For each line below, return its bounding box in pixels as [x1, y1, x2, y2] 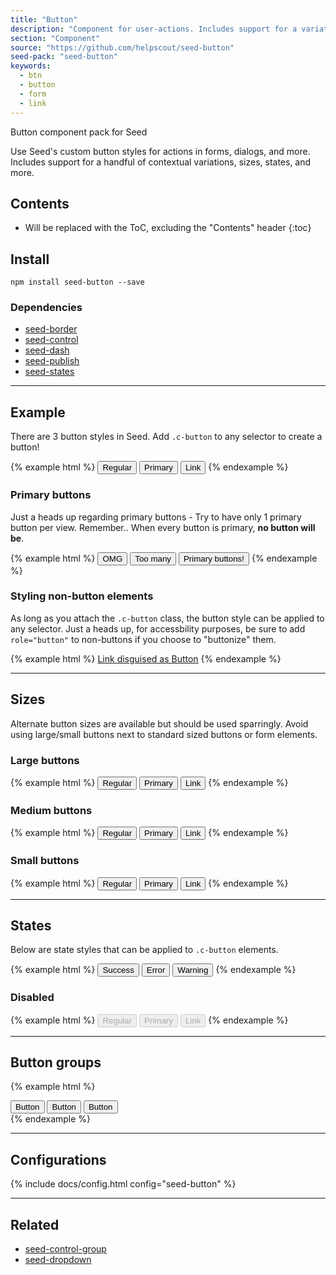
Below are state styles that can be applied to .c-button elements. [10, 944, 279, 956]
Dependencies [10, 301, 83, 315]
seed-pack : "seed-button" [10, 52, 118, 62]
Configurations [10, 1151, 107, 1168]
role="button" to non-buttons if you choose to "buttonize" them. [10, 633, 277, 645]
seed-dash [24, 344, 70, 356]
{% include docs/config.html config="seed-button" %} [10, 1178, 237, 1190]
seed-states [24, 366, 75, 378]
